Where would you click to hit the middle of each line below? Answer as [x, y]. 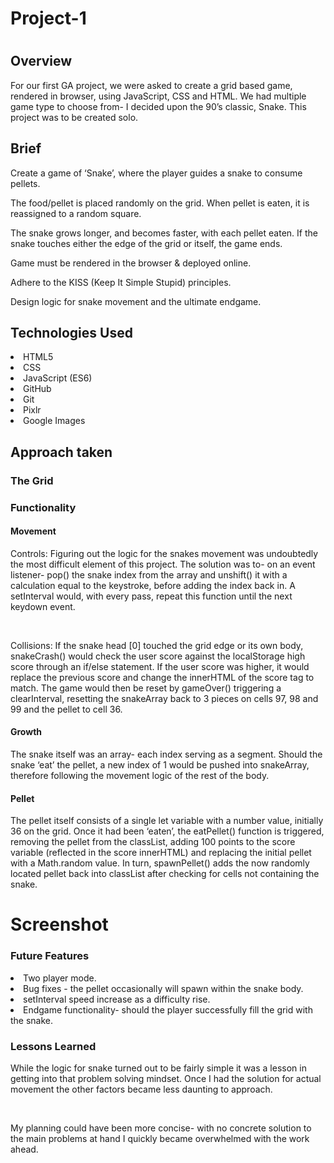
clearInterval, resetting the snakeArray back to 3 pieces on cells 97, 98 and [164, 698]
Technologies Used [71, 333]
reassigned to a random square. [76, 213]
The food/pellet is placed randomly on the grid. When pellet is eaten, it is [160, 203]
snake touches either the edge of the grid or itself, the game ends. [146, 243]
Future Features [50, 956]
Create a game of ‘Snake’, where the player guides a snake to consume [156, 173]
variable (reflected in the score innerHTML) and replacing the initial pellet [161, 853]
